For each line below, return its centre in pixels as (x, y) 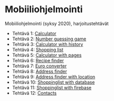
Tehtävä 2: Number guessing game (49, 39)
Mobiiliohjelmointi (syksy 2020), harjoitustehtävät (57, 23)
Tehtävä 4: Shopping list (38, 49)
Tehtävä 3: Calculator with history (48, 44)
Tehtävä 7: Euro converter (39, 66)
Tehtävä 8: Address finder (40, 71)
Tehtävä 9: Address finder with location (54, 77)
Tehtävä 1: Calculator (34, 33)
